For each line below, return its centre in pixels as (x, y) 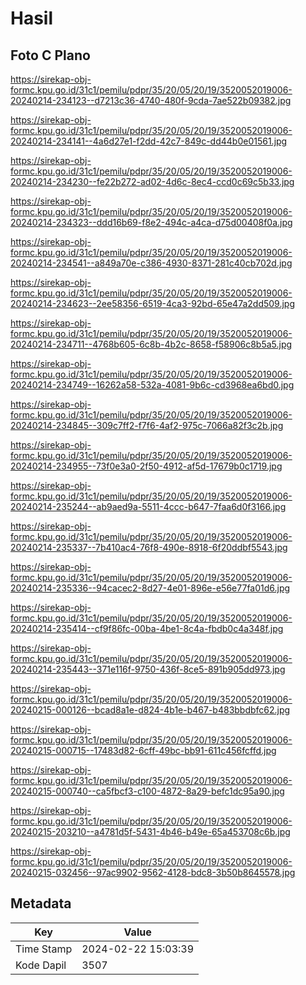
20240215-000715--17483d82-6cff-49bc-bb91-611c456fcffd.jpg (143, 750)
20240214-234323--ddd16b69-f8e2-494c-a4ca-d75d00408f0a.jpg (151, 222)
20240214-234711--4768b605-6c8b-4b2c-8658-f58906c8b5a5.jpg (151, 344)
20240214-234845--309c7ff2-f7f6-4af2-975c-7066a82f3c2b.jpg (147, 425)
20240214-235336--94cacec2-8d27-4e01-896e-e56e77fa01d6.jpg (150, 588)
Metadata (41, 903)
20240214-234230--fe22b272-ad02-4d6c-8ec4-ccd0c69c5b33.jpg (152, 181)
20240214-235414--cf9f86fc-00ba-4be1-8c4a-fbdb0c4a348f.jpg (147, 628)
